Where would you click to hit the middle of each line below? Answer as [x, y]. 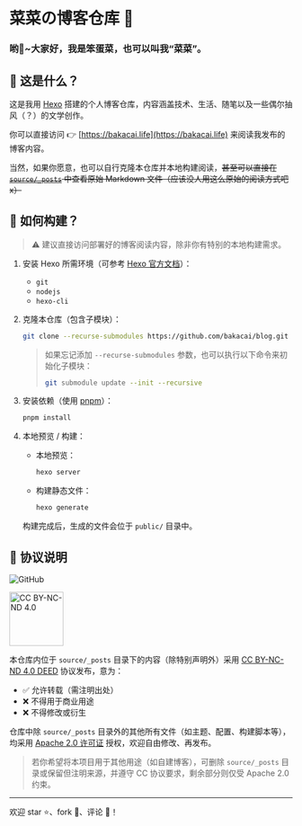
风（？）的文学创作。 [49, 115]
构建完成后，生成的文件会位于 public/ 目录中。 [110, 526]
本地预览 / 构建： [53, 436]
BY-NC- [270, 659]
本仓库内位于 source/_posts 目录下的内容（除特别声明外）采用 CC [131, 659]
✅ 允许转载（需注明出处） [70, 689]
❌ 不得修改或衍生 [54, 712]
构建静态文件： [63, 491]
